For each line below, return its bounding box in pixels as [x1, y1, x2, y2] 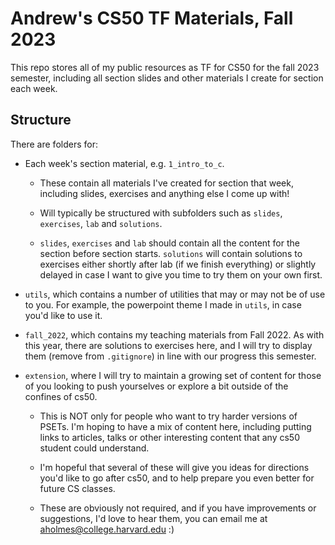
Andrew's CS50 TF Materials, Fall [10, 7, 294, 30]
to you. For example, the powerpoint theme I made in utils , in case [24, 298, 302, 311]
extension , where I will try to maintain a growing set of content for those [24, 369, 322, 381]
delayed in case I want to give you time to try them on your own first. [39, 268, 323, 281]
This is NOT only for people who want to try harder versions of [39, 410, 298, 422]
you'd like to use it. [24, 309, 103, 321]
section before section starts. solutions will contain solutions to [39, 247, 303, 259]
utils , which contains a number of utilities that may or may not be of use [24, 288, 326, 300]
